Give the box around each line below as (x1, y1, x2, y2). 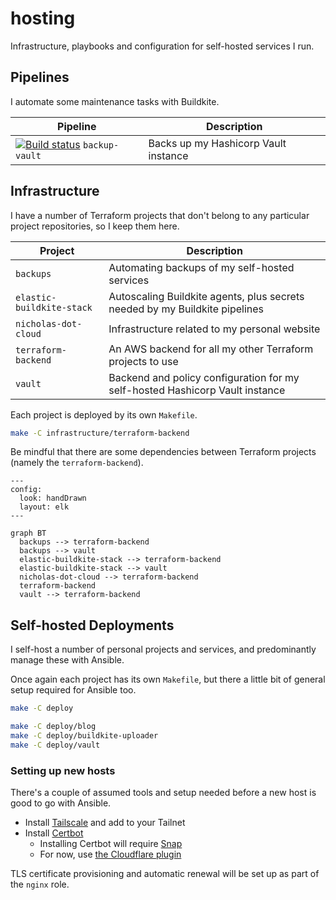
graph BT (10, 528, 47, 539)
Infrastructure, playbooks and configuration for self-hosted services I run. (10, 40, 315, 52)
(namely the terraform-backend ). (10, 457, 144, 469)
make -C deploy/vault (10, 740, 101, 750)
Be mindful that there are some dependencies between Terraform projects (10, 446, 317, 458)
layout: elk (19, 502, 70, 512)
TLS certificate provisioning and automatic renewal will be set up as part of (10, 868, 320, 880)
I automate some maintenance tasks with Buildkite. (10, 95, 220, 107)
